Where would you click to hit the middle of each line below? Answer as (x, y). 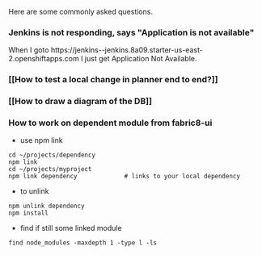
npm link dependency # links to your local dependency (125, 177)
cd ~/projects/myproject (50, 169)
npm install (28, 213)
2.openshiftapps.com (44, 59)
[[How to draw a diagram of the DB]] (80, 102)
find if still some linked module (71, 228)
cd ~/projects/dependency (52, 155)
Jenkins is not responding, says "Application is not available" (131, 32)
